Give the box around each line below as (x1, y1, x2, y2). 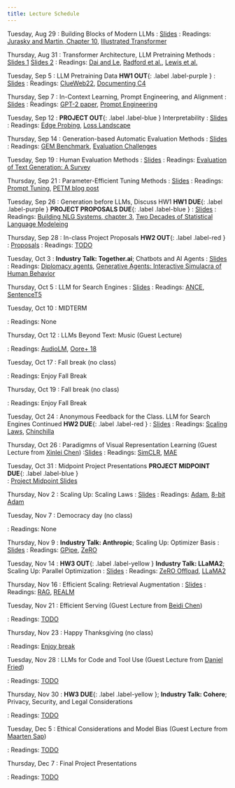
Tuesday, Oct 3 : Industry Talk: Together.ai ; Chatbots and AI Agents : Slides (7, 254, 227, 262)
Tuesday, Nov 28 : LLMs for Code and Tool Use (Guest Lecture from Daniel (7, 655, 223, 663)
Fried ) (7, 663, 24, 671)
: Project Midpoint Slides (7, 477, 78, 485)
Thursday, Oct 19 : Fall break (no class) (7, 385, 120, 393)
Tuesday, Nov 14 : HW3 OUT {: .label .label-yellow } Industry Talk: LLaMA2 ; (7, 559, 225, 568)
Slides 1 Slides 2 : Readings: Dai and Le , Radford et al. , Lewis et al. (7, 57, 198, 66)
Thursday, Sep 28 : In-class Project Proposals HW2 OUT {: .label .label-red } (7, 233, 226, 241)
